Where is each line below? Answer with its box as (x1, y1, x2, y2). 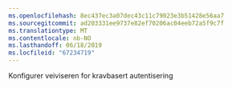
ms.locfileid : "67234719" (8, 49, 95, 57)
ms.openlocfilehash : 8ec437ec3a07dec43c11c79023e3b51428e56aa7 (8, 11, 225, 20)
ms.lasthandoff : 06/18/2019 (8, 42, 103, 50)
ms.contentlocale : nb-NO (8, 34, 92, 42)
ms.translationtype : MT (8, 26, 88, 34)
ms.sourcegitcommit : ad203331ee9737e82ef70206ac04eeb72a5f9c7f (8, 19, 225, 27)
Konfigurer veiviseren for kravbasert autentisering (8, 71, 173, 80)
